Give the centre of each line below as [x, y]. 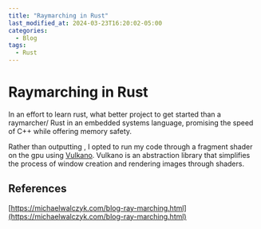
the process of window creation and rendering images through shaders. [127, 164]
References [38, 189]
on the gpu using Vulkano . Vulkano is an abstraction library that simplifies [129, 155]
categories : [28, 30]
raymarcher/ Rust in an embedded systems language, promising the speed [131, 122]
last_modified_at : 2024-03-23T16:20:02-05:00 [85, 23]
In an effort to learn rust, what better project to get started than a [115, 114]
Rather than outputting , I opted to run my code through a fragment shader [130, 146]
